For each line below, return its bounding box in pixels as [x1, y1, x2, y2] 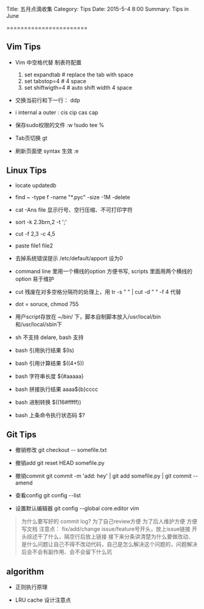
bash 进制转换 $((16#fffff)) [15, 398, 82, 406]
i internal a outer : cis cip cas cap [15, 109, 99, 116]
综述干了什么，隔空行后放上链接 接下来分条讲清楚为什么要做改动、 [26, 533, 194, 541]
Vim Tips [6, 42, 41, 52]
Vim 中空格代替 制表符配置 [15, 59, 82, 66]
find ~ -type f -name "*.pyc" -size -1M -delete [15, 193, 130, 200]
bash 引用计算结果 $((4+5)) [15, 359, 84, 366]
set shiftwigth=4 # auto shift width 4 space [24, 84, 133, 91]
